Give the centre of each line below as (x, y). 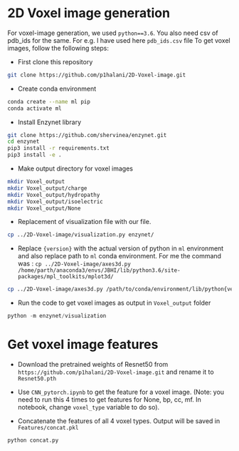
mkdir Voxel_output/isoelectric (55, 201)
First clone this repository (55, 61)
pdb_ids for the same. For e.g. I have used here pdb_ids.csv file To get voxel (119, 40)
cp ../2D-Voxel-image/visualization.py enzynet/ (81, 235)
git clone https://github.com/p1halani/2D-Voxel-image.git (97, 75)
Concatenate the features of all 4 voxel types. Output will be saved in (119, 421)
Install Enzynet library (49, 122)
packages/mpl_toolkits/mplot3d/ (65, 277)
